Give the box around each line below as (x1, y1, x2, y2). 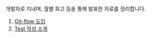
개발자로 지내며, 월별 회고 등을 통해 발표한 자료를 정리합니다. (5, 5, 146, 12)
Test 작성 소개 (14, 26, 48, 32)
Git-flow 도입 (14, 18, 46, 25)
